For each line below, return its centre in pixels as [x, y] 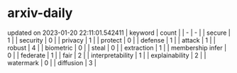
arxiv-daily [40, 13]
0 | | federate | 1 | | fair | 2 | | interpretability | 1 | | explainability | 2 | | [107, 55]
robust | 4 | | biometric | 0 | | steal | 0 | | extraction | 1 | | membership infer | [117, 47]
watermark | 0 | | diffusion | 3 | [52, 62]
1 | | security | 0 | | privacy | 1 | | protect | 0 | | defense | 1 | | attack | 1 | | [112, 40]
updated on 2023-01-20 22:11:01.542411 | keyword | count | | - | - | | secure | [119, 33]
